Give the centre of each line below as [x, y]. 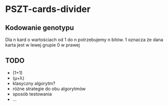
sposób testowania [32, 94]
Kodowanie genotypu [40, 28]
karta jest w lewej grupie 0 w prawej [43, 45]
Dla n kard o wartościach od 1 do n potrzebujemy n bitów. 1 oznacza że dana [84, 39]
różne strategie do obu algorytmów [49, 88]
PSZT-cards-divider [48, 9]
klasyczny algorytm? [34, 83]
